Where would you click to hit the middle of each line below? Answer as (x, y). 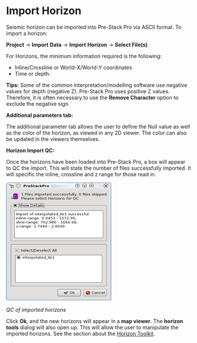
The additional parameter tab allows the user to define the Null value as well (98, 126)
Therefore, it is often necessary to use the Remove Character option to (92, 97)
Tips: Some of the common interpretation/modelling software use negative (97, 85)
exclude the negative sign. (38, 103)
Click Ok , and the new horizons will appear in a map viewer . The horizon (95, 321)
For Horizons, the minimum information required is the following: (84, 56)
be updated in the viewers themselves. (53, 139)
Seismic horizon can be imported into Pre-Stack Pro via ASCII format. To (94, 27)
